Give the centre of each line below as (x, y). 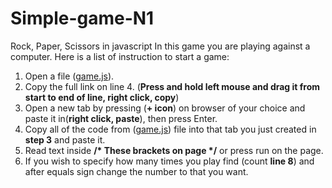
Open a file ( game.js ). (69, 76)
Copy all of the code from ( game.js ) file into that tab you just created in (170, 129)
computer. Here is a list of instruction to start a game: (120, 56)
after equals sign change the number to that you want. (136, 171)
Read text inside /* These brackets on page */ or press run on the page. (174, 150)
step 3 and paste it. (65, 139)
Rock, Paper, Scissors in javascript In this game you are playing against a (160, 46)
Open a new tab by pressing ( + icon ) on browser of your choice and (165, 108)
